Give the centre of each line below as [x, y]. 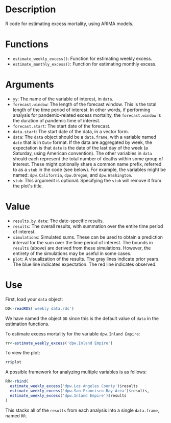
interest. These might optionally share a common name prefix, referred [87, 164]
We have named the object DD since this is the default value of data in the [82, 318]
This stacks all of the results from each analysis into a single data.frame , [82, 410]
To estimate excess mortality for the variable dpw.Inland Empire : [73, 333]
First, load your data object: [34, 299]
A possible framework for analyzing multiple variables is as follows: [76, 372]
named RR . [16, 415]
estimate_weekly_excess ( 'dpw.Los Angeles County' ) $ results [74, 386]
